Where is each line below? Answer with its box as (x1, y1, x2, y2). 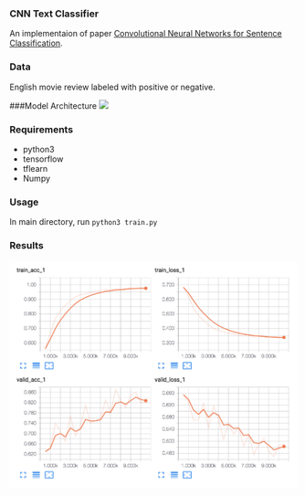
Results (9, 239, 44, 252)
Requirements (9, 122, 74, 135)
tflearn (22, 163, 48, 174)
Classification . (9, 37, 63, 48)
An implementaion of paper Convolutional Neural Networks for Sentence (9, 28, 282, 39)
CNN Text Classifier (9, 7, 99, 20)
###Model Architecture (9, 100, 98, 111)
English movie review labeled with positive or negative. (9, 81, 216, 92)
